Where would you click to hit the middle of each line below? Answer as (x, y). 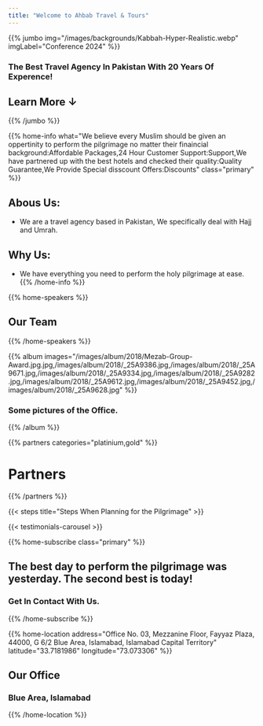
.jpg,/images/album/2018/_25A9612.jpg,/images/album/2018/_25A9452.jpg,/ (131, 381)
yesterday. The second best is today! (100, 579)
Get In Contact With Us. (54, 602)
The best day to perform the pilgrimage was (118, 567)
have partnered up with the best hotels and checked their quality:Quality (125, 161)
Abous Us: (34, 203)
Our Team (33, 322)
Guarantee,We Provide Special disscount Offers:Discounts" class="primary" (131, 169)
